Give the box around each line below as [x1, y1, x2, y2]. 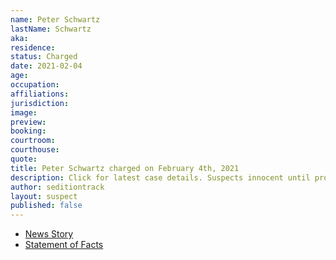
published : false [10, 201, 83, 211]
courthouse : [10, 145, 60, 155]
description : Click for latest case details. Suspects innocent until [10, 172, 311, 183]
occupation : [10, 80, 60, 90]
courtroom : [10, 136, 56, 146]
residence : [10, 42, 56, 53]
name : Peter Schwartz [10, 14, 101, 25]
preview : [10, 117, 47, 127]
